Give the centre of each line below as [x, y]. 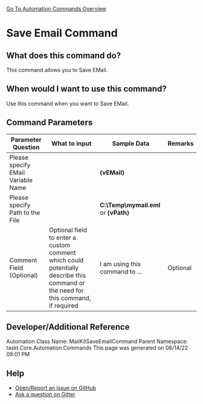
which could [66, 260]
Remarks [181, 143]
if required [64, 305]
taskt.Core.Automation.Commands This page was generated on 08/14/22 [97, 348]
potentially [64, 267]
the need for [66, 290]
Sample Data [131, 143]
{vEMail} [112, 172]
